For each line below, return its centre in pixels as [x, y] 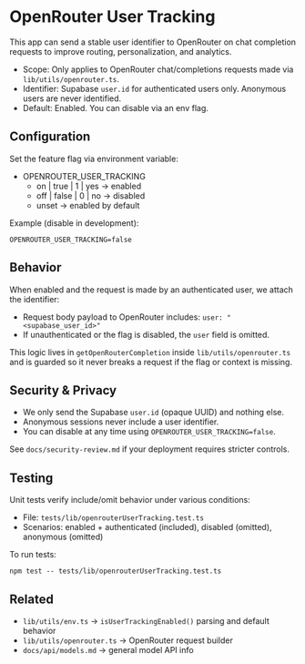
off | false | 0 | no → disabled [91, 195]
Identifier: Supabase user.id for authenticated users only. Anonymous [154, 88]
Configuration [50, 137]
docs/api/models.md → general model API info [108, 650]
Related [32, 599]
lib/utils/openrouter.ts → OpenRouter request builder [128, 640]
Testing [31, 478]
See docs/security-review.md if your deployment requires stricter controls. [149, 449]
